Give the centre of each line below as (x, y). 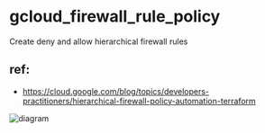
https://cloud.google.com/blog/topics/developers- (116, 91)
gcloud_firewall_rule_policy (115, 17)
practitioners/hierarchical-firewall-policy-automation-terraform (139, 101)
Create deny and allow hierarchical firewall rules (99, 41)
